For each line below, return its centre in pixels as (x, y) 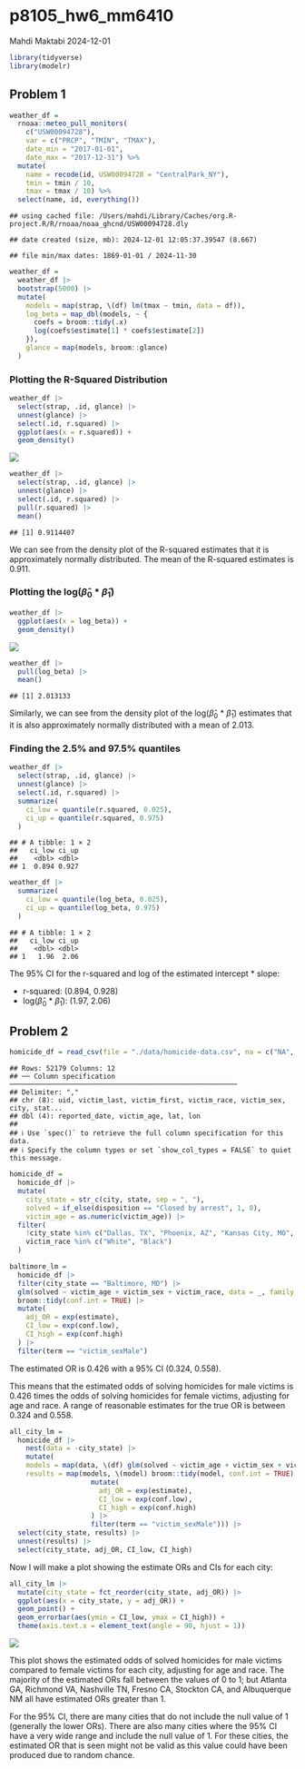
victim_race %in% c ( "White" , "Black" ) (99, 1242)
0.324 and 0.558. (42, 1415)
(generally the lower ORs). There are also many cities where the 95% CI (143, 1726)
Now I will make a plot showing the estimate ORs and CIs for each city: (142, 1566)
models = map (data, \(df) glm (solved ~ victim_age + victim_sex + (154, 1466)
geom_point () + (46, 1609)
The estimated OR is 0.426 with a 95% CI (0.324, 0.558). (115, 1369)
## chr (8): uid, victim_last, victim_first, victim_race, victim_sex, (148, 1101)
